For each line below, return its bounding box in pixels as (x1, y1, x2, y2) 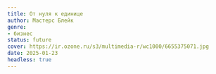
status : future (7, 37, 52, 44)
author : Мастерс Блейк (7, 17, 74, 24)
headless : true (7, 56, 52, 63)
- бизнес (7, 30, 33, 37)
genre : (7, 23, 27, 30)
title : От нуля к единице (7, 10, 83, 18)
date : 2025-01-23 (7, 50, 58, 57)
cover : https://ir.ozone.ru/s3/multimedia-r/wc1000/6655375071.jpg (7, 43, 210, 50)
